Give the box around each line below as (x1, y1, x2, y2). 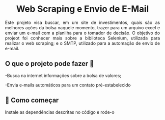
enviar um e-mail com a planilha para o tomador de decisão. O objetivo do (5, 30, 160, 36)
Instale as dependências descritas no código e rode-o (5, 109, 114, 115)
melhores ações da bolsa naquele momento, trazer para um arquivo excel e (5, 24, 160, 30)
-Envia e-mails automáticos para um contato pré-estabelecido (5, 82, 131, 88)
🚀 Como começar (5, 96, 59, 104)
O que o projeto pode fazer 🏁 (5, 60, 94, 68)
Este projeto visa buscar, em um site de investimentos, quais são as (5, 20, 160, 25)
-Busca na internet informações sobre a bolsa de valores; (5, 72, 122, 79)
